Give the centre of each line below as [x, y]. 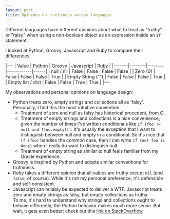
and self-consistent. [34, 184]
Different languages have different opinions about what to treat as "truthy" [84, 29]
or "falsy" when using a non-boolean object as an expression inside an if [83, 35]
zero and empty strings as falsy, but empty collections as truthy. [81, 194]
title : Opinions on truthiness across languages [58, 15]
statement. [17, 40]
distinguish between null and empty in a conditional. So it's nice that [92, 134]
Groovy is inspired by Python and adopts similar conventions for [81, 162]
